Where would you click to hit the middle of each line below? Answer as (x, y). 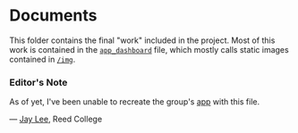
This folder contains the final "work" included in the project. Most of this (142, 40)
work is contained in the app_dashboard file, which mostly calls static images (149, 49)
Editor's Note (38, 82)
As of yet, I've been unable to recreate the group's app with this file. (135, 102)
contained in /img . (43, 59)
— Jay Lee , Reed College (56, 119)
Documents (53, 16)
